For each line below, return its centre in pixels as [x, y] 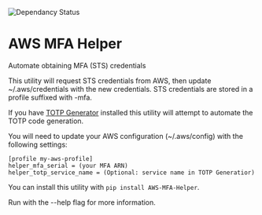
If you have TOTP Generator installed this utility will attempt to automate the [131, 112]
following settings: [38, 144]
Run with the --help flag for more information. [82, 202]
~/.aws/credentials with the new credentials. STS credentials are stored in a [131, 89]
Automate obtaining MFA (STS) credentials [77, 65]
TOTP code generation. [46, 121]
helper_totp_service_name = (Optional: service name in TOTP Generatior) [132, 173]
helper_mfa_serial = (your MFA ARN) [68, 166]
